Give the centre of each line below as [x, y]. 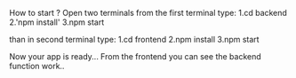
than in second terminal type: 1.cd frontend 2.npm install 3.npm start [134, 39]
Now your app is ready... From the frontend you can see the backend [136, 56]
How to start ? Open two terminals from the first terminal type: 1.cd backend [148, 13]
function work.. [37, 66]
